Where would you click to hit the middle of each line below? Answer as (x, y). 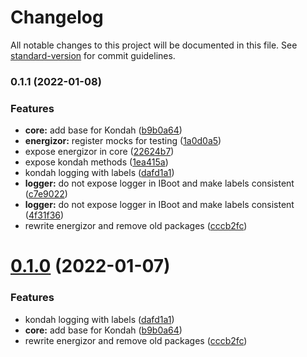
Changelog (57, 17)
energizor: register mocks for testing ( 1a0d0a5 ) (123, 141)
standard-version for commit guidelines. (93, 55)
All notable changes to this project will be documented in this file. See (154, 45)
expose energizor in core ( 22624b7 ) (99, 152)
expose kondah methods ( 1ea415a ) (96, 162)
